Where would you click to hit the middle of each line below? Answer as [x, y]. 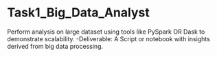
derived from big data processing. [55, 46]
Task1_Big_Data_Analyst [78, 13]
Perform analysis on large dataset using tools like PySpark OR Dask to [106, 32]
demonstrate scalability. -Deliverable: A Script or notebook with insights [109, 38]
